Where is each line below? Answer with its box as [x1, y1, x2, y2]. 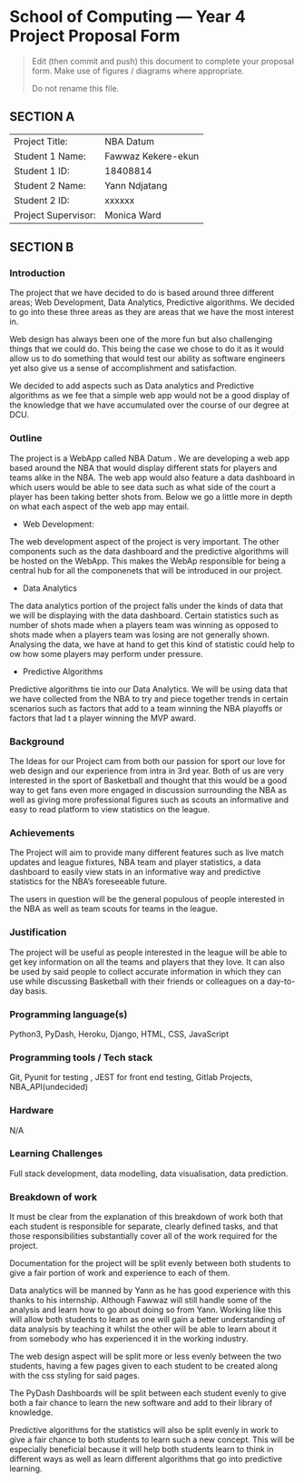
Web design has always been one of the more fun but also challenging [9, 334, 273, 345]
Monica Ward [103, 209, 162, 221]
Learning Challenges [9, 1147, 103, 1160]
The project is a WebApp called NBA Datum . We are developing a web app [9, 452, 290, 464]
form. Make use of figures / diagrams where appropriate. [31, 65, 245, 76]
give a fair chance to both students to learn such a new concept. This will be [9, 1434, 295, 1445]
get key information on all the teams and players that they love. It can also [9, 956, 286, 967]
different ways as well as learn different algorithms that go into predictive [9, 1454, 283, 1465]
